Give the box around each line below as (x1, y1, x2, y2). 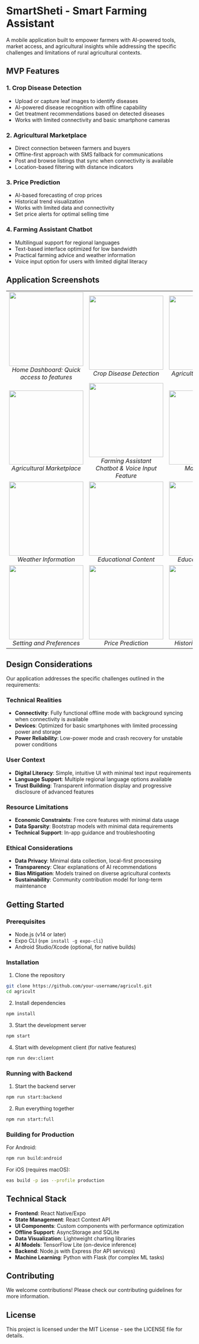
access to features (20, 373, 73, 382)
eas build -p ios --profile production (6, 1177, 105, 1183)
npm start (6, 1033, 31, 1039)
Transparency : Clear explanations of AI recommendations (14, 863, 157, 871)
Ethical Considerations (6, 843, 73, 852)
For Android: (6, 1144, 37, 1151)
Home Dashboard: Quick (11, 366, 81, 374)
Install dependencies (14, 1000, 66, 1007)
